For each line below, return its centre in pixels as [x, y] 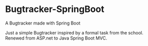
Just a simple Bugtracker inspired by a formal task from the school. [74, 32]
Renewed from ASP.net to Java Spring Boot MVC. [56, 38]
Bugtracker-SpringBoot [55, 9]
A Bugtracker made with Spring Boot [43, 23]
